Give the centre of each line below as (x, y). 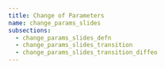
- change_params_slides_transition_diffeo (86, 52)
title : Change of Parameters (56, 15)
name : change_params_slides (55, 23)
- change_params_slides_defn (63, 38)
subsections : (30, 30)
